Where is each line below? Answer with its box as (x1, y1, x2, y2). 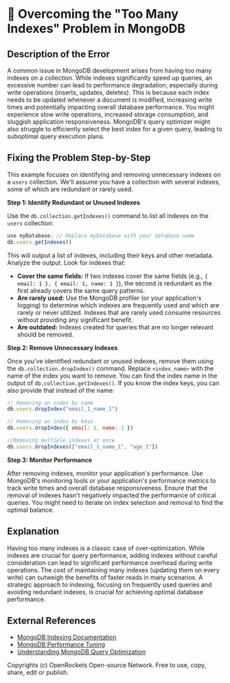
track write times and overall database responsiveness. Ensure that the (7, 484, 208, 492)
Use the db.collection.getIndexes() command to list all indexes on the (7, 211, 209, 219)
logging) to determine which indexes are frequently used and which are (16, 301, 220, 309)
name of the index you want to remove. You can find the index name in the (7, 371, 218, 380)
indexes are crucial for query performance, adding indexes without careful (7, 551, 218, 559)
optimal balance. (7, 506, 54, 514)
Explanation (7, 525, 60, 537)
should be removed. (16, 330, 74, 338)
